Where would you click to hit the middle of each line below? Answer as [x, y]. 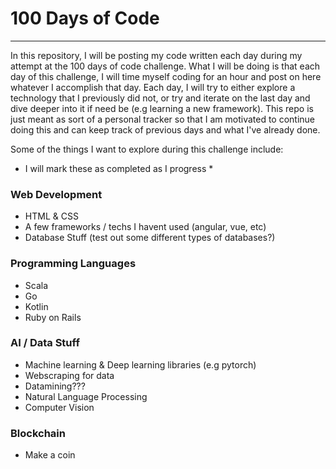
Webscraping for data [69, 375]
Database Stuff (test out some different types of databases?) [150, 238]
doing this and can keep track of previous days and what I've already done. [165, 129]
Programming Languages [73, 264]
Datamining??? [55, 386]
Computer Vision [59, 407]
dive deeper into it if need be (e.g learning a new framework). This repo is [162, 108]
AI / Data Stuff [45, 343]
